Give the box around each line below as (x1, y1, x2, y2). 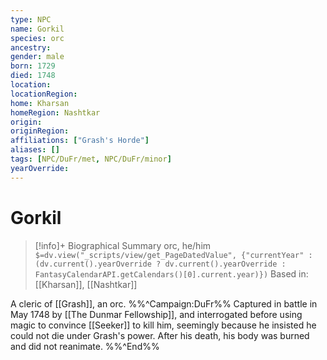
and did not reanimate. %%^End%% (10, 340, 160, 352)
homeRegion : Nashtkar (10, 107, 101, 118)
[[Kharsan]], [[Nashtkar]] (34, 278, 138, 290)
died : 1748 (10, 71, 56, 81)
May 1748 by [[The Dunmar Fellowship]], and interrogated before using (10, 308, 303, 320)
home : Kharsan (10, 98, 70, 108)
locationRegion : (10, 89, 78, 99)
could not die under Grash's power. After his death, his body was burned (10, 329, 310, 341)
